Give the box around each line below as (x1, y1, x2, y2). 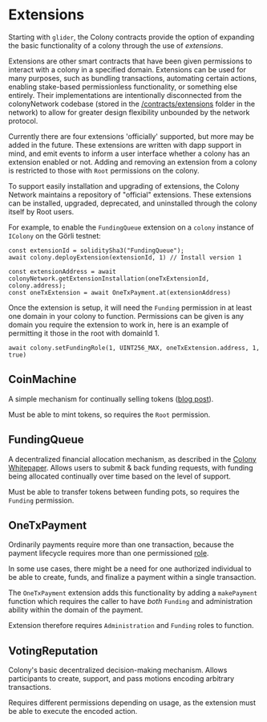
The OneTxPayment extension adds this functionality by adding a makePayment (8, 588, 258, 598)
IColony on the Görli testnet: (8, 230, 102, 240)
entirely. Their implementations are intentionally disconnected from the (8, 90, 242, 100)
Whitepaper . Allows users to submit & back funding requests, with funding (8, 463, 253, 472)
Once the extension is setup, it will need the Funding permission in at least (8, 303, 253, 312)
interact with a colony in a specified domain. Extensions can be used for (8, 64, 246, 74)
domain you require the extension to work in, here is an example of (8, 320, 229, 329)
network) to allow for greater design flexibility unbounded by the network (8, 107, 250, 117)
